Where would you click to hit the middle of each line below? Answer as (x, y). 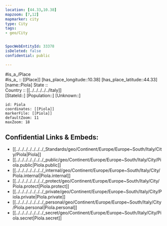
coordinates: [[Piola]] (30, 109)
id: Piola (15, 105)
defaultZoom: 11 (22, 118)
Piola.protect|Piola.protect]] (41, 186)
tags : (11, 28)
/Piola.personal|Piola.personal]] (45, 208)
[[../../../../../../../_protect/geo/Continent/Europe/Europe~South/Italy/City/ (86, 181)
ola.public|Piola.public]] (37, 165)
